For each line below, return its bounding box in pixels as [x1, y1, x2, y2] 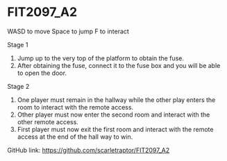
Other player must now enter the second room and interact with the [17, 110, 210, 119]
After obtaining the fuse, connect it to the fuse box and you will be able [17, 61, 221, 69]
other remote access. [17, 117, 78, 126]
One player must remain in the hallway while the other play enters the [17, 95, 216, 104]
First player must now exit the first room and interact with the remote [17, 125, 214, 133]
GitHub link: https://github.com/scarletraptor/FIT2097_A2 [7, 146, 170, 154]
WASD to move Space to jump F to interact [7, 27, 130, 35]
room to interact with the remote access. [17, 103, 134, 111]
